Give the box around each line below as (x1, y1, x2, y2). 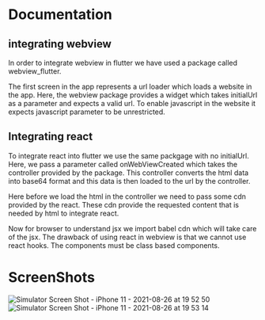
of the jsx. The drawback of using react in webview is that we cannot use (8, 232, 247, 242)
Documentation (8, 6, 113, 24)
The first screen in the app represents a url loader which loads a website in (8, 82, 252, 91)
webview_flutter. (8, 67, 62, 76)
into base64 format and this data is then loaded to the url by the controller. (8, 176, 251, 185)
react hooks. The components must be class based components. (8, 240, 220, 250)
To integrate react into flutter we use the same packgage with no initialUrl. (8, 150, 249, 160)
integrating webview (8, 37, 112, 51)
